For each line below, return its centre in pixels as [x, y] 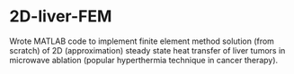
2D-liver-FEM [61, 16]
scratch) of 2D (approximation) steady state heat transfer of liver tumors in [147, 50]
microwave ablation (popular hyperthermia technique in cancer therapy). [144, 60]
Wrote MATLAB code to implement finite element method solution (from [142, 41]
